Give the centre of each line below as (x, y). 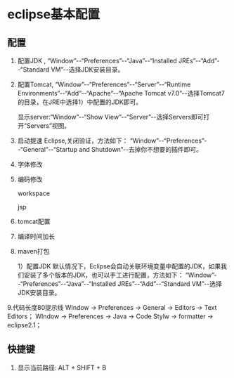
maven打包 (33, 251)
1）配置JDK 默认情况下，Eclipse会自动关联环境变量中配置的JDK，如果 (119, 266)
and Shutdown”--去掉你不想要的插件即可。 (140, 149)
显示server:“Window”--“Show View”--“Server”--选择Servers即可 (110, 117)
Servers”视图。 (48, 126)
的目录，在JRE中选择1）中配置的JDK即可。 (80, 102)
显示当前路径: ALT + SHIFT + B (62, 367)
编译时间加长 (36, 236)
